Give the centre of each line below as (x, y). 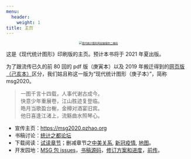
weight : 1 (29, 22)
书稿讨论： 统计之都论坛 (43, 136)
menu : (13, 11)
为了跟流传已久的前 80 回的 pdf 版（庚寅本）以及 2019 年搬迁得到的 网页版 (95, 67)
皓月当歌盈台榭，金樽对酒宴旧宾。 (62, 109)
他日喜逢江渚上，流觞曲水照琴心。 (62, 116)
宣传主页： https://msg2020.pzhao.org (61, 128)
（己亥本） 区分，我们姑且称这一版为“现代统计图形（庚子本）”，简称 (87, 74)
